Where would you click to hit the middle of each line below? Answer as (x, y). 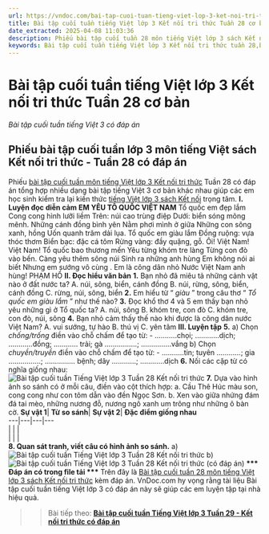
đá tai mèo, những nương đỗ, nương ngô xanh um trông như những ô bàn (129, 403)
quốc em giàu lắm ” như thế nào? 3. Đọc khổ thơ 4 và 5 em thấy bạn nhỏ (128, 301)
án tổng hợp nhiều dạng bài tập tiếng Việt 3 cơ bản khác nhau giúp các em (131, 190)
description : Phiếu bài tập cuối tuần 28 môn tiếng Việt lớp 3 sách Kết (132, 38)
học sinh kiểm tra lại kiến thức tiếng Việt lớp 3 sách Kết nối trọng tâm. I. (126, 198)
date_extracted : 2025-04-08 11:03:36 (71, 31)
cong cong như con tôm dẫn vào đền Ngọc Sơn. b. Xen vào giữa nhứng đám (134, 395)
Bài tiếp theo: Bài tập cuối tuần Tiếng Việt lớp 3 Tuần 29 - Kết (151, 513)
